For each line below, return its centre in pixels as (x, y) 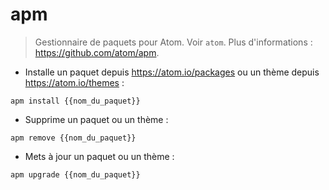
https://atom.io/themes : (74, 82)
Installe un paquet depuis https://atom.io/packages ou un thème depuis (172, 72)
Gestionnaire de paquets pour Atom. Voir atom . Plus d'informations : (173, 42)
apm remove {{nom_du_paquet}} (73, 138)
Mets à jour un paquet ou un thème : (99, 156)
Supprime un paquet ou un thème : (96, 119)
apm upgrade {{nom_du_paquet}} (75, 174)
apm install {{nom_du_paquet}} (75, 101)
